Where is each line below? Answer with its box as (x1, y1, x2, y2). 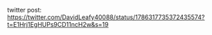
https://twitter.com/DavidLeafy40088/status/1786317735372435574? (7, 13, 205, 21)
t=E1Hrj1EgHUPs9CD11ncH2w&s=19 (7, 21, 109, 28)
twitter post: (7, 6, 42, 14)
